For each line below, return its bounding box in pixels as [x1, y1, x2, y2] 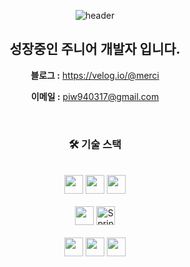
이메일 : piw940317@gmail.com [30, 90, 160, 102]
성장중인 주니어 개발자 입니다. [9, 41, 181, 58]
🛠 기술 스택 [68, 137, 122, 151]
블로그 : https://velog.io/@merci [30, 69, 160, 81]
